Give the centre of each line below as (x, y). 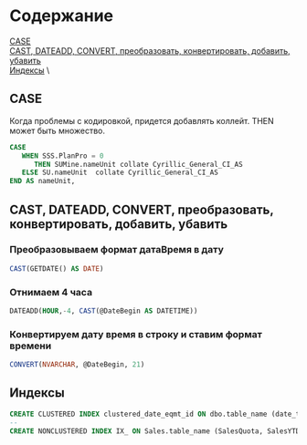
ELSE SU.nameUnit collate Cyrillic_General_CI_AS (120, 173)
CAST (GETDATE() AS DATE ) (57, 269)
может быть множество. (57, 130)
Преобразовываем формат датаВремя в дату (116, 250)
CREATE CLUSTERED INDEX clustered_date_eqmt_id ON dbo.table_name (138, 414)
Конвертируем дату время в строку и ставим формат (136, 334)
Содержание (62, 16)
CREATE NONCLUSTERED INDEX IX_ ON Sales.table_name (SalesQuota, (136, 431)
